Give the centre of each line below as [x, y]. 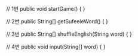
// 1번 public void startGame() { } [46, 9]
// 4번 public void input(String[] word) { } [56, 47]
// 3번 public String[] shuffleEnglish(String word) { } [69, 34]
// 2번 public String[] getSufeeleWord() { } [57, 21]
